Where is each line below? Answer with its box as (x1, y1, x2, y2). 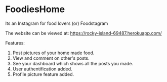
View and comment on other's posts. (12, 55, 90, 61)
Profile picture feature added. (12, 71, 74, 77)
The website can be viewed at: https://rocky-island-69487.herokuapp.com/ (5, 30, 162, 36)
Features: (5, 39, 25, 46)
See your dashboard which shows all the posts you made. (12, 60, 133, 66)
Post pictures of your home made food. (12, 50, 95, 56)
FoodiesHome (5, 4, 65, 15)
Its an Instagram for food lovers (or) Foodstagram (5, 20, 108, 26)
